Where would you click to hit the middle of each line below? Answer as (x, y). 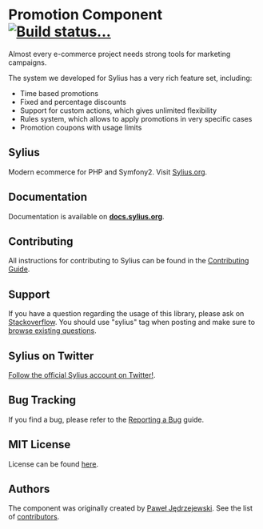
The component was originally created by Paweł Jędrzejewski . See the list (131, 508)
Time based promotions (59, 93)
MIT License (40, 445)
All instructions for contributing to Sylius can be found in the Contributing (129, 261)
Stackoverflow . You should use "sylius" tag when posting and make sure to (132, 323)
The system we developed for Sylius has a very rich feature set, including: (130, 78)
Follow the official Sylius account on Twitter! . (82, 375)
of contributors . (34, 517)
